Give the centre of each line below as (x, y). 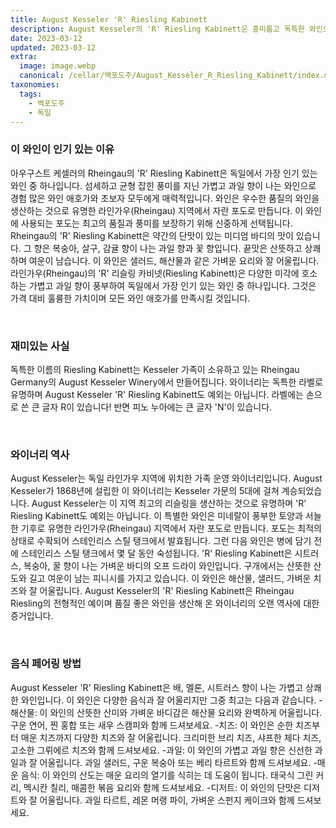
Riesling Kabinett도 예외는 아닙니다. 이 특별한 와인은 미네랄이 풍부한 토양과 (156, 516)
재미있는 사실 (40, 346)
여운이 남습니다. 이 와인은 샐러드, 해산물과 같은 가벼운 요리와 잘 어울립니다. (174, 260)
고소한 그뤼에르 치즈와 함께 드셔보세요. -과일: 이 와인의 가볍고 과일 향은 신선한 (161, 750)
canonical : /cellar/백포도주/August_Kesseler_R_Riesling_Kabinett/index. (172, 76)
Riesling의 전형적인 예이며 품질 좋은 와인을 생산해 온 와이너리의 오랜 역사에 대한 (165, 603)
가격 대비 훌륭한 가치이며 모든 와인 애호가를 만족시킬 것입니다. (130, 298)
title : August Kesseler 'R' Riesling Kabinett (109, 19)
